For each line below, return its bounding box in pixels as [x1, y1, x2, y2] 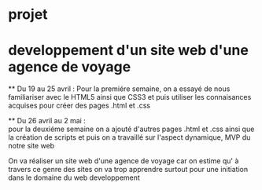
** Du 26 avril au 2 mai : [8, 116, 87, 126]
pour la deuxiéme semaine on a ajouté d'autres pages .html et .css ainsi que [8, 124, 255, 134]
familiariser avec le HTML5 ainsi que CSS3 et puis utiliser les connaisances [8, 93, 252, 102]
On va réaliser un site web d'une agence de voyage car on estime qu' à [8, 156, 239, 166]
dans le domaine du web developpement [8, 173, 140, 182]
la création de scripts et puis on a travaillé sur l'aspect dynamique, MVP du [8, 133, 251, 142]
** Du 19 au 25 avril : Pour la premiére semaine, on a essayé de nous [8, 84, 231, 93]
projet [8, 5, 49, 24]
